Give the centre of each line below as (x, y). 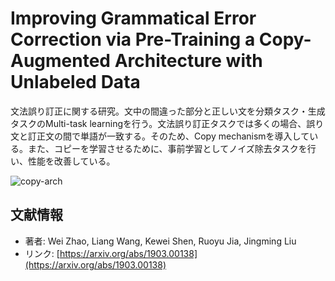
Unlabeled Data (75, 82)
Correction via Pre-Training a (133, 39)
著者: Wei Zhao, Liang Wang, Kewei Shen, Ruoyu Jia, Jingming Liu (160, 241)
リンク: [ (42, 253)
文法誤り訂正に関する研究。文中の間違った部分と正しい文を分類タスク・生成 (168, 111)
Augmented (61, 61)
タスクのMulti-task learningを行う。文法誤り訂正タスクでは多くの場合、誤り (167, 123)
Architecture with (188, 61)
